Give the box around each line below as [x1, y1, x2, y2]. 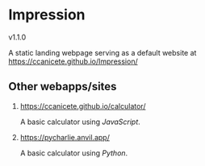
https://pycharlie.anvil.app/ [19, 132, 111, 142]
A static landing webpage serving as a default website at [8, 48, 197, 57]
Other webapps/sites [8, 80, 117, 93]
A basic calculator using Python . [19, 147, 128, 158]
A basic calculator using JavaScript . [19, 117, 141, 127]
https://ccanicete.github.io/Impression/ [8, 56, 139, 66]
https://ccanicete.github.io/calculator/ [19, 101, 146, 110]
